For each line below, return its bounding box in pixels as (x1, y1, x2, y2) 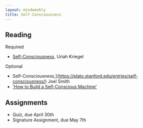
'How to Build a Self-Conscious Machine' (12, 84, 97, 90)
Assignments (5, 98, 48, 107)
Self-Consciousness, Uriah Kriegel (12, 54, 84, 60)
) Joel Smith (44, 78, 70, 84)
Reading (5, 31, 31, 39)
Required (5, 44, 24, 50)
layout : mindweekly (5, 7, 46, 13)
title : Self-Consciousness (5, 12, 61, 17)
